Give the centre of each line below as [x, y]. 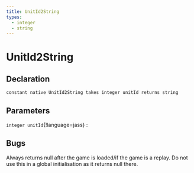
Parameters [28, 111]
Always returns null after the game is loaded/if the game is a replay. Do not [97, 158]
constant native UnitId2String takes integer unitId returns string [92, 93]
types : [14, 17]
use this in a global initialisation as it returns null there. [72, 164]
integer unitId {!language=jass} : [47, 125]
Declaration [28, 79]
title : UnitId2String [33, 12]
